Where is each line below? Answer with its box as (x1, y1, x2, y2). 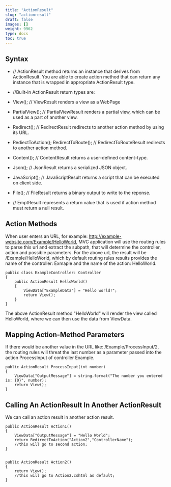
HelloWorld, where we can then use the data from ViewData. (5, 315, 132, 321)
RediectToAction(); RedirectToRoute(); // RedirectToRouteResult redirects (12, 139, 165, 145)
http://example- (89, 233, 122, 239)
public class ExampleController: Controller (5, 270, 101, 275)
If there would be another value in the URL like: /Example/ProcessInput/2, (5, 344, 159, 350)
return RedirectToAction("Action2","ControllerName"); (14, 438, 133, 443)
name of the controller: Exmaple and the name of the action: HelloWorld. (5, 260, 157, 266)
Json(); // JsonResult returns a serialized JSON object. (12, 164, 127, 171)
